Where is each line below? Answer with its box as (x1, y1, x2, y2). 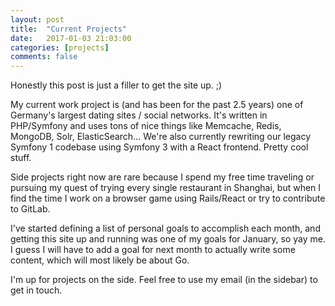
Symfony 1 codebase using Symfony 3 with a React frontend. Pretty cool (10, 141, 309, 153)
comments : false (10, 52, 78, 62)
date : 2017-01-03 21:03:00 (10, 33, 132, 43)
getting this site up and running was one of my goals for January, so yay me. (10, 233, 326, 245)
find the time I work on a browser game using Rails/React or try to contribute (10, 192, 326, 205)
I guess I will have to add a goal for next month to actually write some (10, 244, 296, 256)
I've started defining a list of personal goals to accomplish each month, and (10, 222, 321, 235)
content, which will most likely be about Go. (10, 254, 190, 266)
